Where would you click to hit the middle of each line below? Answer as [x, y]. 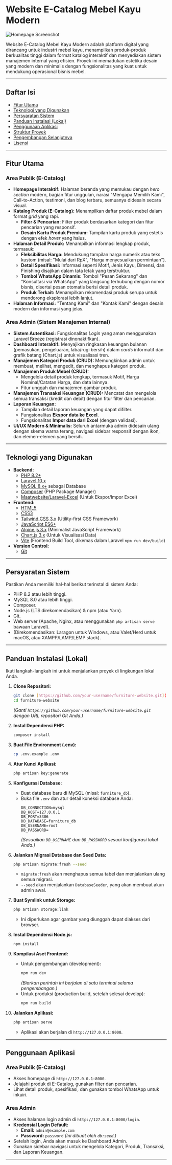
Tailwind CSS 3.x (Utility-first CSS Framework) [69, 519]
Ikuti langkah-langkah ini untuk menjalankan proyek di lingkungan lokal [80, 671]
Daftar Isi [20, 92]
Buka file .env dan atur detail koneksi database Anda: [77, 798]
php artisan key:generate [41, 773]
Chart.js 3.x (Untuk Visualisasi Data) [58, 535]
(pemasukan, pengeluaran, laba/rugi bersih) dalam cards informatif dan [88, 349]
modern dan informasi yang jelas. [48, 309]
